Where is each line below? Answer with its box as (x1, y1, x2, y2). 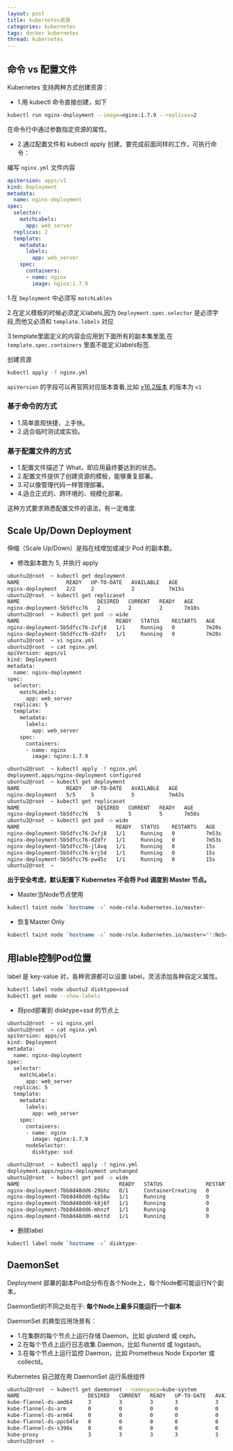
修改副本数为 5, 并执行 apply (17, 558, 98, 567)
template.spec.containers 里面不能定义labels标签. (7, 341, 151, 349)
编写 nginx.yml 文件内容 (7, 163, 76, 171)
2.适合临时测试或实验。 (17, 427, 85, 436)
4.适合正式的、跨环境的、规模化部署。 (17, 490, 127, 498)
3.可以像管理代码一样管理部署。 (17, 481, 109, 489)
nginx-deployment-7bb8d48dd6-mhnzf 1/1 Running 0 (7, 1206, 209, 1214)
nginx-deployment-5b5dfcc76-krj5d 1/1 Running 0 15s (7, 849, 216, 857)
